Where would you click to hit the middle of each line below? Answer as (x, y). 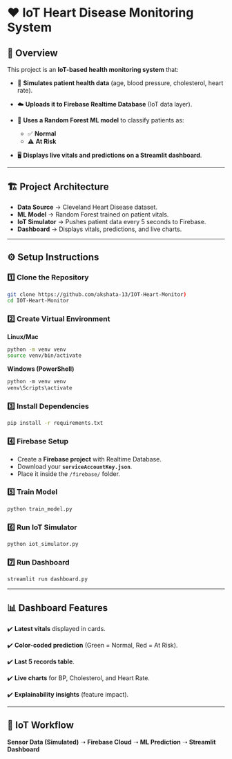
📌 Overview (32, 53)
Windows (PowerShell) (41, 369)
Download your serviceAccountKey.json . (75, 466)
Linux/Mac (23, 336)
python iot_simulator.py (43, 544)
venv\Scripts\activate (40, 388)
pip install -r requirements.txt (55, 423)
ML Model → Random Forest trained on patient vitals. (93, 214)
